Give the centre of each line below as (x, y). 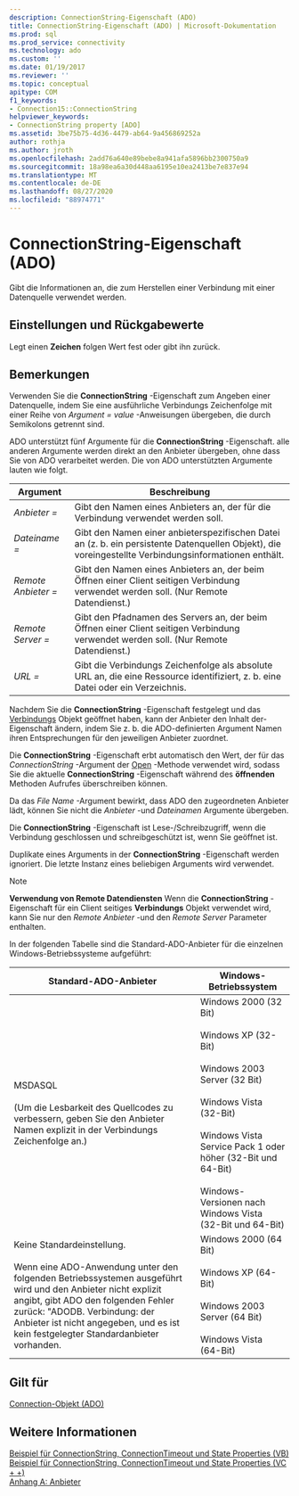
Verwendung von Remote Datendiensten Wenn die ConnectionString (139, 899)
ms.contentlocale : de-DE (55, 184)
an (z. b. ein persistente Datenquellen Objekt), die (178, 544)
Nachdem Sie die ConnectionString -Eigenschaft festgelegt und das (135, 710)
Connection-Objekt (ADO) (57, 1404)
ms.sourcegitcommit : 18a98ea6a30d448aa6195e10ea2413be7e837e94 (129, 167)
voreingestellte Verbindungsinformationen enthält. (179, 555)
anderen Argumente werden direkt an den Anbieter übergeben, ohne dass (145, 451)
